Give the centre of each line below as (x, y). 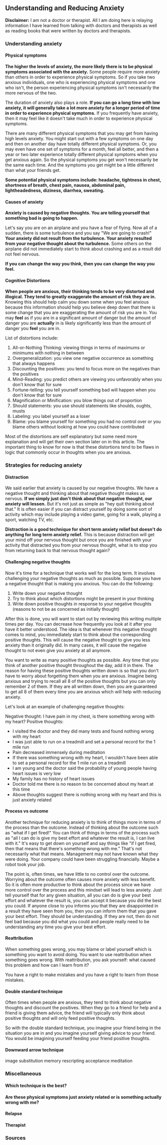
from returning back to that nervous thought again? (58, 551)
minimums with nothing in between (48, 353)
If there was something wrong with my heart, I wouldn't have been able (85, 757)
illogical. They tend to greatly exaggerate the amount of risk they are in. (81, 297)
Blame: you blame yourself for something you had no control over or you (86, 421)
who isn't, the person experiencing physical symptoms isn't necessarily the (82, 87)
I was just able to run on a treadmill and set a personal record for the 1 (84, 741)
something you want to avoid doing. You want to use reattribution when (78, 955)
